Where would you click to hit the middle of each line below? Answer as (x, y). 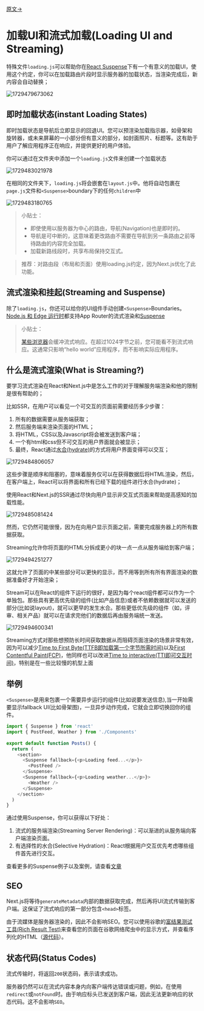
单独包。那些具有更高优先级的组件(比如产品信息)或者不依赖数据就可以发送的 (101, 601)
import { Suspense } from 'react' (50, 727)
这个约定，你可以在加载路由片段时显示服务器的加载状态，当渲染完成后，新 (104, 74)
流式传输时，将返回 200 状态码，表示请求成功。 (64, 973)
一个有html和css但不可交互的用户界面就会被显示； (78, 442)
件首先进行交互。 (36, 853)
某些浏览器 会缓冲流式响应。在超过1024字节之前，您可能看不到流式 (104, 341)
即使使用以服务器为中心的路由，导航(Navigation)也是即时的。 (107, 228)
